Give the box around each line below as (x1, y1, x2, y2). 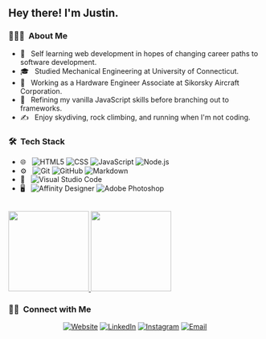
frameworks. (19, 103, 63, 113)
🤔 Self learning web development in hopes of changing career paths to (19, 48, 259, 59)
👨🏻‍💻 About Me (8, 30, 68, 42)
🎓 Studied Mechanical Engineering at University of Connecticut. (19, 66, 239, 75)
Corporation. (19, 86, 63, 95)
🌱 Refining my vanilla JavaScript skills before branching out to (19, 95, 229, 104)
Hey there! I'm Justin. (8, 6, 119, 20)
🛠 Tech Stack (8, 135, 66, 147)
